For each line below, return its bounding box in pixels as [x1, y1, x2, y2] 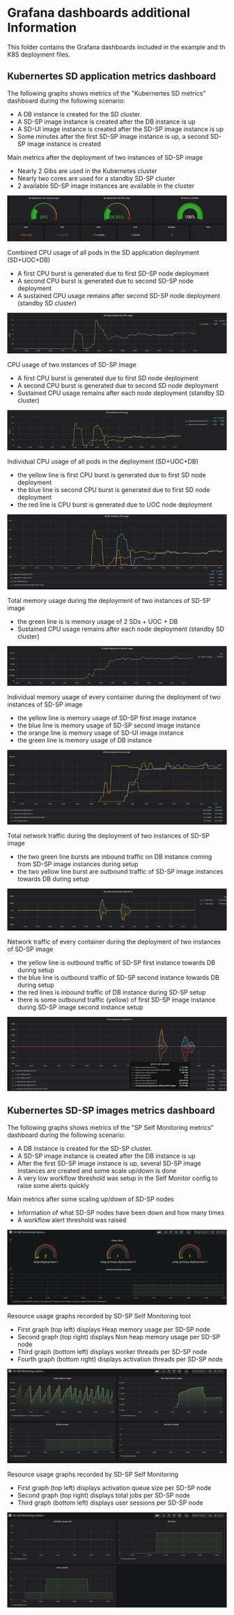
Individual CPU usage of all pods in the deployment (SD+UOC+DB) [7, 457, 198, 466]
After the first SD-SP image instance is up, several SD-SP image [17, 1159, 201, 1167]
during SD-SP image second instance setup [17, 1003, 143, 1011]
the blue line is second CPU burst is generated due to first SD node [17, 485, 210, 493]
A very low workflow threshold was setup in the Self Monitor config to [17, 1174, 218, 1182]
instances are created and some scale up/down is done [17, 1166, 177, 1175]
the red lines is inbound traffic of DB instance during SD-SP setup [17, 988, 206, 996]
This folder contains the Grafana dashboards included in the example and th [7, 43, 226, 51]
